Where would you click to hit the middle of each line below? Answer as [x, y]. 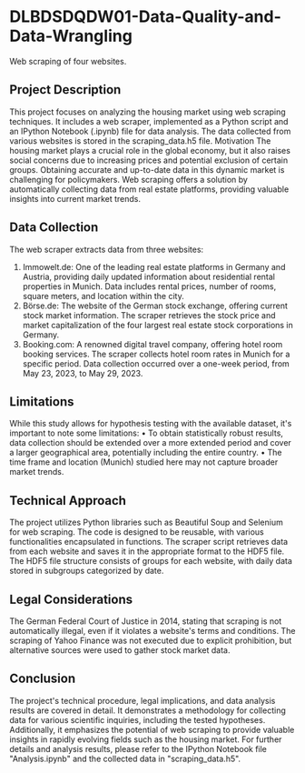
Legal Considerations [71, 599]
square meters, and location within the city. [103, 296]
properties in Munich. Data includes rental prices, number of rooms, [149, 286]
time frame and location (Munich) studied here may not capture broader [144, 462]
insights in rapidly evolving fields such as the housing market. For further [146, 739]
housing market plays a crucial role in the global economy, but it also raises [150, 150]
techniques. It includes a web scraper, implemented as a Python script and [149, 121]
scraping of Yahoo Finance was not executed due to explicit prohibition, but [151, 640]
